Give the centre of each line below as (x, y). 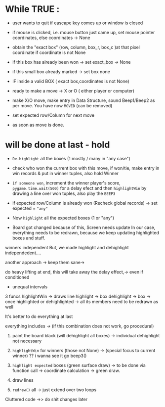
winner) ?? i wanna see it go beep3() (49, 356)
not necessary (27, 341)
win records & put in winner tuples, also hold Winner (65, 173)
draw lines (23, 380)
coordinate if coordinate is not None (49, 52)
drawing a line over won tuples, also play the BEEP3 (64, 193)
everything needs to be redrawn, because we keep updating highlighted (86, 232)
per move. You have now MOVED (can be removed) (62, 105)
